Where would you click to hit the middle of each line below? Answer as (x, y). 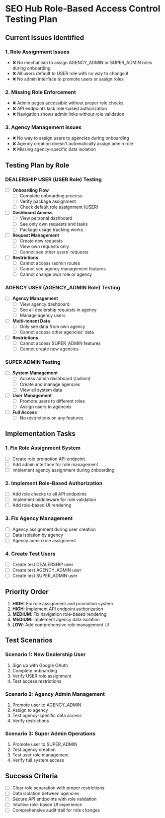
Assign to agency (30, 710)
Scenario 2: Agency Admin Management (55, 694)
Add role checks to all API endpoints (49, 494)
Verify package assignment (48, 201)
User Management (32, 395)
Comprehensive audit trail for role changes (56, 810)
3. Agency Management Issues (43, 127)
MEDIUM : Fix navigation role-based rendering (59, 614)
